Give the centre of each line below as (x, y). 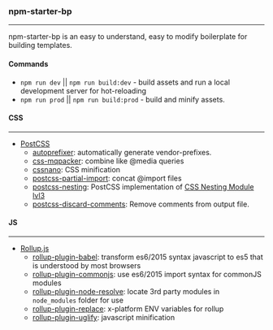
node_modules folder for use (78, 300)
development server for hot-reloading (83, 90)
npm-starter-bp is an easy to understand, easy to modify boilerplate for (128, 37)
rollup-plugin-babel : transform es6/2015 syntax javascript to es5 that (147, 257)
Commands (28, 63)
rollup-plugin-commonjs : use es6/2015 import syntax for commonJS (147, 274)
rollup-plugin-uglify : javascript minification (104, 317)
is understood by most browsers (87, 265)
